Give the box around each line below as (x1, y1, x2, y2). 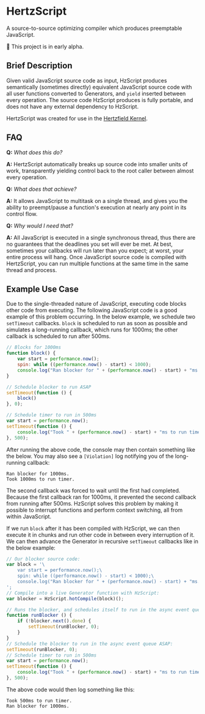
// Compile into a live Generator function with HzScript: (6, 590, 160, 596)
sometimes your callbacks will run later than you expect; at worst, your (6, 246, 184, 254)
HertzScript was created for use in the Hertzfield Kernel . (6, 114, 148, 122)
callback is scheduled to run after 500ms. (6, 333, 111, 340)
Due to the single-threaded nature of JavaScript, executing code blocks (6, 300, 187, 307)
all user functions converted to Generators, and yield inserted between (6, 90, 186, 97)
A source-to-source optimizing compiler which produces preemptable (6, 24, 182, 32)
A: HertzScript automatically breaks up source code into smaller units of (6, 160, 188, 167)
